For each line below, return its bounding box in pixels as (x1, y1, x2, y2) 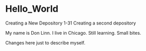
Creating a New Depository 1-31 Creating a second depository (5, 20, 136, 26)
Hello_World (5, 3, 59, 15)
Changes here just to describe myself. (5, 39, 86, 46)
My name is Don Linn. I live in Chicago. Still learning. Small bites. (5, 30, 141, 36)
